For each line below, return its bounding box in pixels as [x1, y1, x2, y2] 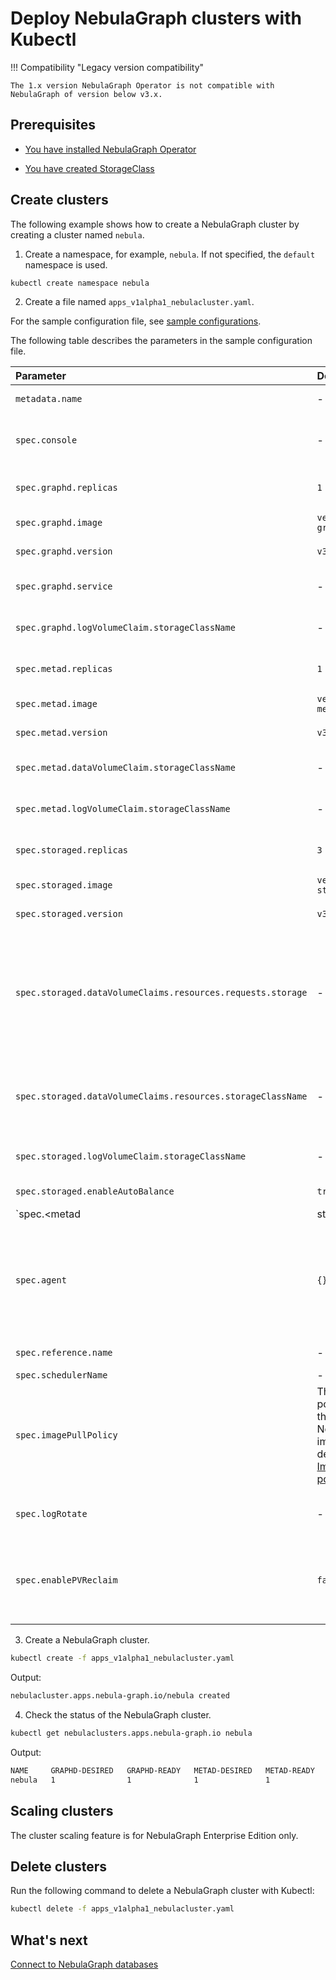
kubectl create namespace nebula [10, 278, 150, 288]
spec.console [15, 435, 78, 446]
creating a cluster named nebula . [10, 228, 145, 241]
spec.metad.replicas [15, 663, 113, 675]
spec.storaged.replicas [15, 845, 129, 856]
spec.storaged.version [15, 908, 123, 920]
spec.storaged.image [15, 880, 113, 891]
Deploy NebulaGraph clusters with [10, 7, 302, 30]
